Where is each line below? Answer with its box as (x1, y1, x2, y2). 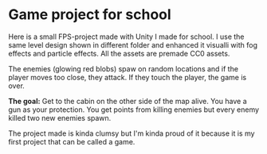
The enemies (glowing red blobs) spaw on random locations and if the (8, 64, 239, 73)
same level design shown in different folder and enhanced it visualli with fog (8, 40, 257, 49)
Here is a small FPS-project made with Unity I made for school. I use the (8, 32, 245, 41)
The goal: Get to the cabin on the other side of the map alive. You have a (8, 96, 247, 106)
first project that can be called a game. (8, 137, 135, 146)
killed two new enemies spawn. (8, 113, 112, 122)
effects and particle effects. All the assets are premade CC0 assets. (8, 48, 230, 58)
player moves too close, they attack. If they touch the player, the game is (8, 72, 247, 82)
